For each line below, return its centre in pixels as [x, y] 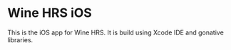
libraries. [20, 39]
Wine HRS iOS [50, 13]
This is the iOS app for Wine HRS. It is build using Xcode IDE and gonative [116, 32]
